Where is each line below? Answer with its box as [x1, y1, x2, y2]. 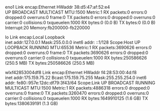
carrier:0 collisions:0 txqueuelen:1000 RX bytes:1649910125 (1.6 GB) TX [5, 95, 148, 101]
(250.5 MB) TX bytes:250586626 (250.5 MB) [5, 60, 95, 66]
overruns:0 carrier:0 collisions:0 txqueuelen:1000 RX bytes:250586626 [5, 55, 147, 60]
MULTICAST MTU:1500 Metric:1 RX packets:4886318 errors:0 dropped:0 [5, 85, 150, 91]
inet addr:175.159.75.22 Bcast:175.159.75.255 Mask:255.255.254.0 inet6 [5, 75, 147, 80]
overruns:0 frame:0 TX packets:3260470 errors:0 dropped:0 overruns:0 [5, 90, 149, 96]
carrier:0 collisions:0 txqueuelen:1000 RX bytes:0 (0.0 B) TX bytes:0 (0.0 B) [5, 19, 156, 25]
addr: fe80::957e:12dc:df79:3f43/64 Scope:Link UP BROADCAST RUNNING [5, 80, 156, 86]
